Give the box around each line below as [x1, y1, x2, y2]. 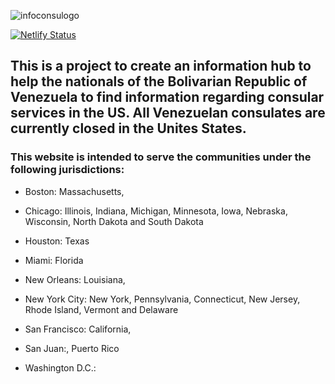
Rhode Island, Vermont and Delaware [24, 303, 179, 315]
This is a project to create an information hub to [10, 58, 312, 75]
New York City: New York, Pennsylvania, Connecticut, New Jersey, [24, 293, 301, 305]
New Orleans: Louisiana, [24, 273, 126, 285]
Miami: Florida [24, 254, 84, 266]
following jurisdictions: [10, 163, 125, 177]
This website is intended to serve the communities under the [10, 150, 312, 164]
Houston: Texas [24, 235, 90, 247]
